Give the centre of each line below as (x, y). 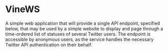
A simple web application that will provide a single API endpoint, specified (83, 23)
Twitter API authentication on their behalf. (49, 44)
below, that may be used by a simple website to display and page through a (84, 28)
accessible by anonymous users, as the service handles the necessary (79, 39)
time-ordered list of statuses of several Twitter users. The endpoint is (78, 34)
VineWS (23, 9)
